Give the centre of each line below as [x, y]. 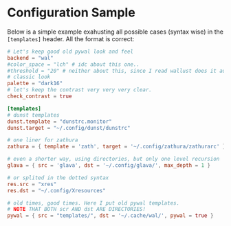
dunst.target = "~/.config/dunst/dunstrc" [69, 128]
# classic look [29, 77]
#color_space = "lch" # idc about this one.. [73, 64]
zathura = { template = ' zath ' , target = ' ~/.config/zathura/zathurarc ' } [117, 147]
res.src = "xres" [32, 184]
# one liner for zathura [43, 140]
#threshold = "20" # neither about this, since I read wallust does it [112, 71]
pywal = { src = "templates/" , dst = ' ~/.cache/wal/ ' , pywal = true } [110, 216]
